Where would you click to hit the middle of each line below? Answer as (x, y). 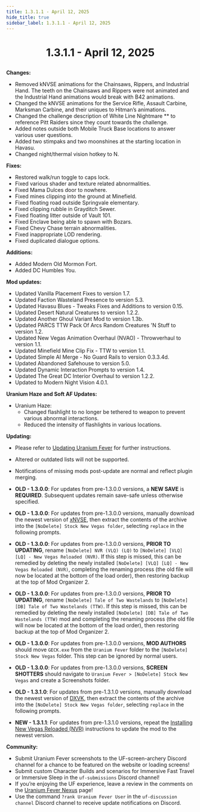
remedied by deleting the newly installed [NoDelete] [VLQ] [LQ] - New (101, 563)
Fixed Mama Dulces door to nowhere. (61, 190)
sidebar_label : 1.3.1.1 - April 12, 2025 (59, 23)
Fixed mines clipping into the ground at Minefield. (76, 196)
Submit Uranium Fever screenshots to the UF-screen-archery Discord (101, 758)
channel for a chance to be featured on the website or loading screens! (102, 764)
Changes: (19, 72)
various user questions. (44, 135)
